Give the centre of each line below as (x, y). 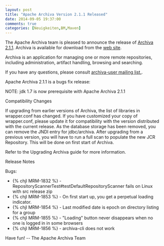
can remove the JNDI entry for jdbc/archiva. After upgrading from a (74, 132)
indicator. (22, 202)
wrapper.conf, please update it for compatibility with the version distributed (82, 121)
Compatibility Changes (29, 101)
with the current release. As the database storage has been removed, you (81, 127)
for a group (24, 213)
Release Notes (20, 162)
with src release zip (32, 191)
